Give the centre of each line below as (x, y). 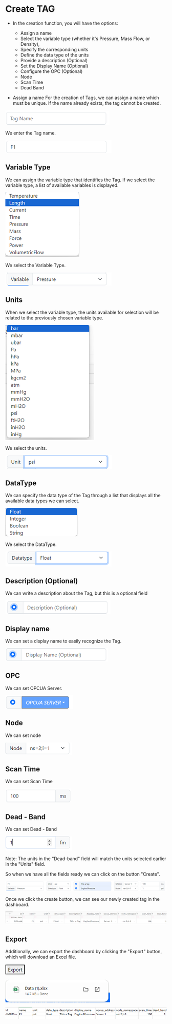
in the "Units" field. (25, 864)
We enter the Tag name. (31, 133)
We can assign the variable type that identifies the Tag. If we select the (80, 180)
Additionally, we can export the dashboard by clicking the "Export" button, (84, 951)
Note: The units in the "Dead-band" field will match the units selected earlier (86, 859)
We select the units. (26, 448)
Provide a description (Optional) (54, 60)
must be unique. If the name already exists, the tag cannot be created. (87, 103)
